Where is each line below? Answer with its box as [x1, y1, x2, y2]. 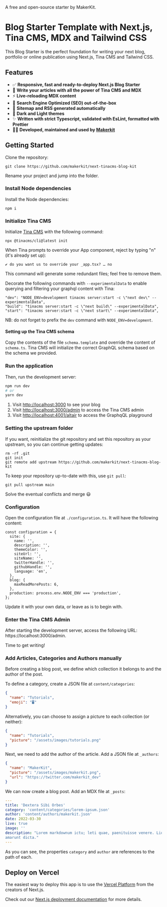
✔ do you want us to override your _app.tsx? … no [5, 262, 112, 267]
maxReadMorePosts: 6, [14, 582, 59, 587]
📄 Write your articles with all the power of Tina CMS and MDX [12, 87, 142, 93]
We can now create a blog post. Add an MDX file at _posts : [5, 788, 126, 794]
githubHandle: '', [14, 564, 52, 569]
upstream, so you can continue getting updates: [5, 441, 103, 447]
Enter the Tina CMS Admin [5, 616, 71, 623]
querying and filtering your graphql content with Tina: [5, 286, 115, 292]
